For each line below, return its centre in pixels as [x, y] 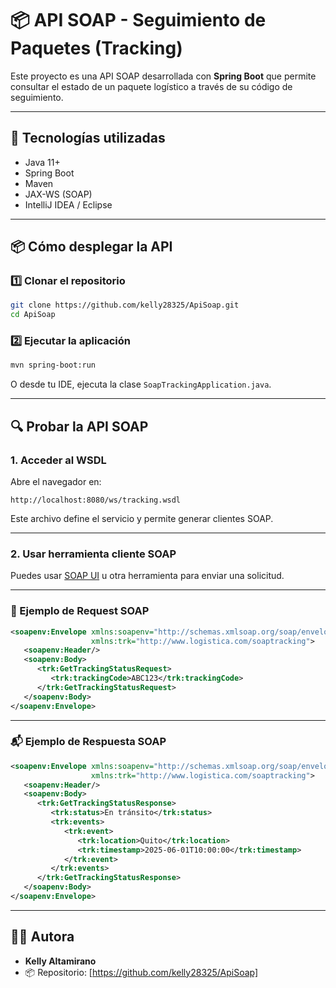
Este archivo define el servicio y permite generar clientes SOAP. [142, 519]
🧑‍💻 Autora [42, 937]
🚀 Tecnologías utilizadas [88, 138]
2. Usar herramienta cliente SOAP [93, 554]
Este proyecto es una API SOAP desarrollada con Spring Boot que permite [163, 76]
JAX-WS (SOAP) [58, 194]
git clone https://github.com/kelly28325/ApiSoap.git [125, 305]
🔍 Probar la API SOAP [79, 426]
